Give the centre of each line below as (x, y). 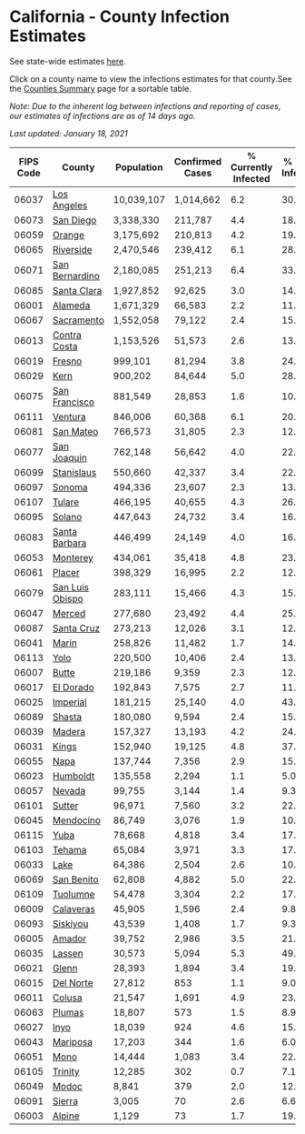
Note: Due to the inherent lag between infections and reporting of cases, (145, 105)
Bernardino (76, 276)
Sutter (65, 805)
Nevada (69, 790)
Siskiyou (70, 923)
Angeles (70, 205)
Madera (69, 731)
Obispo (68, 598)
